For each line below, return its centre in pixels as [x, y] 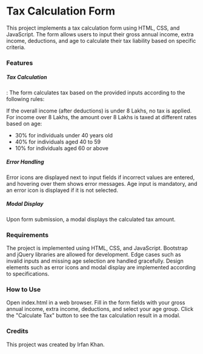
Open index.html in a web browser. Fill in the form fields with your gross [96, 303]
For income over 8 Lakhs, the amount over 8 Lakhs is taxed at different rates [101, 117]
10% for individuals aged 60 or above [62, 148]
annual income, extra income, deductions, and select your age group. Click [100, 309]
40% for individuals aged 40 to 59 [58, 142]
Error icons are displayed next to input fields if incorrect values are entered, [101, 177]
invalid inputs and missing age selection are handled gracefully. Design [95, 261]
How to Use [24, 289]
